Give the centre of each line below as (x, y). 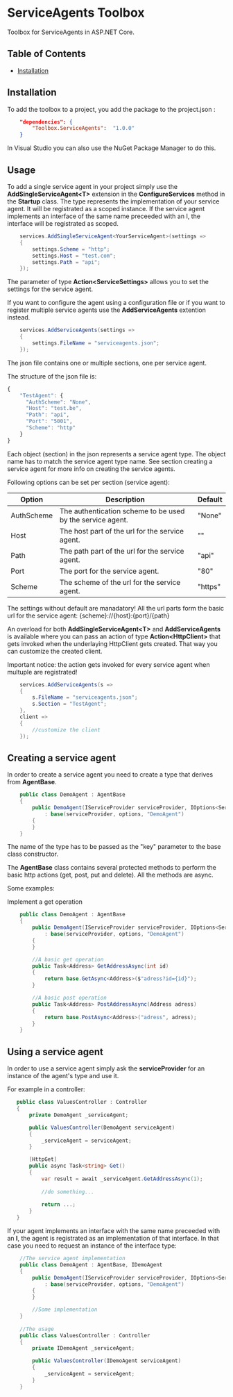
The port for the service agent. (109, 571)
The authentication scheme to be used (122, 511)
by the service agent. (94, 520)
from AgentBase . (32, 782)
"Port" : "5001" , (49, 422)
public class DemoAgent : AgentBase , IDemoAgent (91, 1265)
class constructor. (33, 854)
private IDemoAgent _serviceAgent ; (84, 1348)
